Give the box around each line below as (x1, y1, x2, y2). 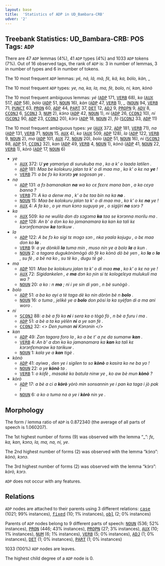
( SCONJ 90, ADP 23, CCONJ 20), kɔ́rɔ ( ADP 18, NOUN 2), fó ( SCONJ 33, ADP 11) (5, 115, 158, 121)
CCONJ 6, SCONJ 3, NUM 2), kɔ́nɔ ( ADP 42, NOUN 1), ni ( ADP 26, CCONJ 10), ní (5, 111, 156, 116)
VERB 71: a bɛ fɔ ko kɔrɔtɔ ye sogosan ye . (19, 171, 106, 178)
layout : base (5, 7, 32, 12)
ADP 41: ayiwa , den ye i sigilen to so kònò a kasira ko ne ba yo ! (19, 360, 150, 366)
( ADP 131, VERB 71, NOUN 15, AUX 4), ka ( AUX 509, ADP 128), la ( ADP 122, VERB (5, 130, 159, 136)
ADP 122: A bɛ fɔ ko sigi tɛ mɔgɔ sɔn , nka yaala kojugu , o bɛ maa (19, 234, 154, 240)
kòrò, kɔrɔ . (5, 469, 27, 474)
